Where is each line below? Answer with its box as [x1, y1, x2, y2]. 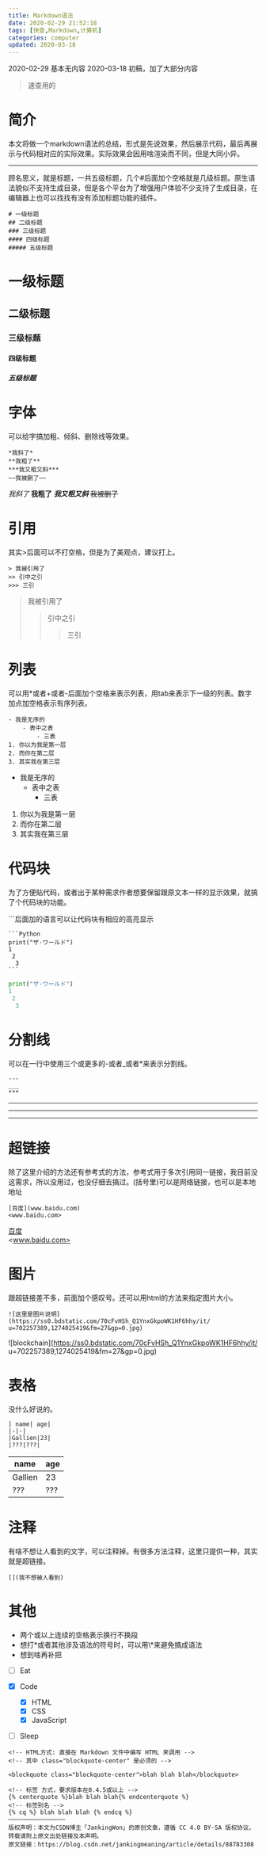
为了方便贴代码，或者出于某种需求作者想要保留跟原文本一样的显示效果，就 [8, 887, 251, 897]
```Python [8, 930, 41, 938]
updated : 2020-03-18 [8, 41, 77, 49]
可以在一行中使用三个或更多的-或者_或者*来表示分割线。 [8, 1058, 192, 1068]
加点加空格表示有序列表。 [8, 698, 92, 707]
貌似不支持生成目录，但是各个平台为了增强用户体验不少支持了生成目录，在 [14, 183, 258, 192]
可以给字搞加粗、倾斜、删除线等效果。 [8, 431, 133, 440]
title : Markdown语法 [8, 11, 74, 20]
